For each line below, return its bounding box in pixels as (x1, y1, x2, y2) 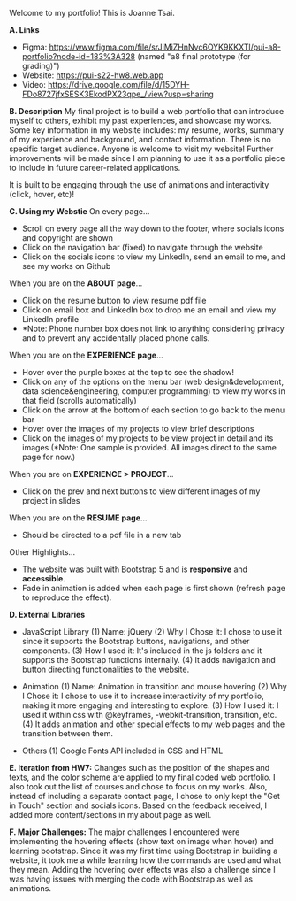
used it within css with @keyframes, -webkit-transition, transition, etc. (21, 710, 277, 720)
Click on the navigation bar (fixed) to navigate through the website (21, 243, 263, 252)
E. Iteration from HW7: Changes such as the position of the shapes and (9, 763, 270, 773)
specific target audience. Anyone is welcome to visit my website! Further (9, 143, 274, 154)
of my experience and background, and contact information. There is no (9, 135, 272, 144)
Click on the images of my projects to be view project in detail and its (21, 433, 274, 443)
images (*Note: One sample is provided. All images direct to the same (21, 443, 277, 452)
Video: (21, 80, 47, 89)
